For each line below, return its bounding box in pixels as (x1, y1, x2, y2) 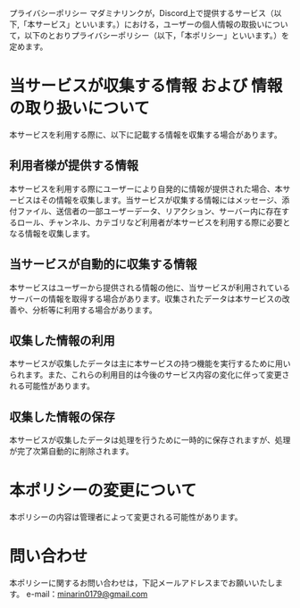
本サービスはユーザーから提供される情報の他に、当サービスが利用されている (9, 282, 290, 293)
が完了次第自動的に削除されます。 (9, 446, 134, 457)
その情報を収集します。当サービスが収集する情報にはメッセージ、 (39, 195, 282, 205)
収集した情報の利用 (9, 333, 115, 348)
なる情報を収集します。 (9, 228, 96, 238)
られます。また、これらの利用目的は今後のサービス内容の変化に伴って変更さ (9, 370, 290, 380)
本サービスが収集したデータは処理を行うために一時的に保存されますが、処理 (9, 435, 291, 446)
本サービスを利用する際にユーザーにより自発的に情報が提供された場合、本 (9, 183, 283, 194)
